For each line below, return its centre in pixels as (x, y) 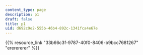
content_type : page (26, 10)
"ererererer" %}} (22, 48)
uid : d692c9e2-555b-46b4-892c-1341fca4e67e (52, 28)
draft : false (19, 19)
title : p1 (16, 24)
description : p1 (22, 14)
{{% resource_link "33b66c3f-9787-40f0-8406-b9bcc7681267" (72, 42)
